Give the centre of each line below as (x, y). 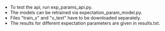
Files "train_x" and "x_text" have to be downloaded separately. (76, 18)
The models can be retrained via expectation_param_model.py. (76, 12)
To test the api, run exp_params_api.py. (51, 7)
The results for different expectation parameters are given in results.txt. (85, 23)
